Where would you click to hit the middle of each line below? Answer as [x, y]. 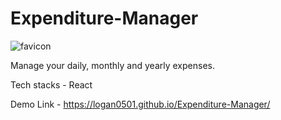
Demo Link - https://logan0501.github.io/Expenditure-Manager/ [140, 104]
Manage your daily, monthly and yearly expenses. [112, 65]
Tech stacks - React [51, 84]
